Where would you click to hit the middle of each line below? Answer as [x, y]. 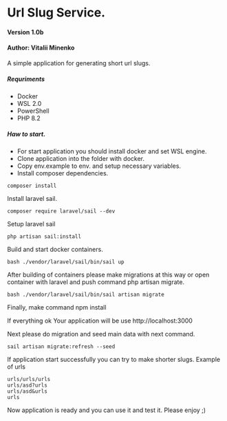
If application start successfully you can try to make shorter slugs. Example [114, 359]
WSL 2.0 [29, 103]
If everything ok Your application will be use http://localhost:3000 [100, 321]
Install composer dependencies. [63, 173]
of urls [17, 367]
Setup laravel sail [31, 224]
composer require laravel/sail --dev [61, 211]
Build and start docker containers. [55, 249]
